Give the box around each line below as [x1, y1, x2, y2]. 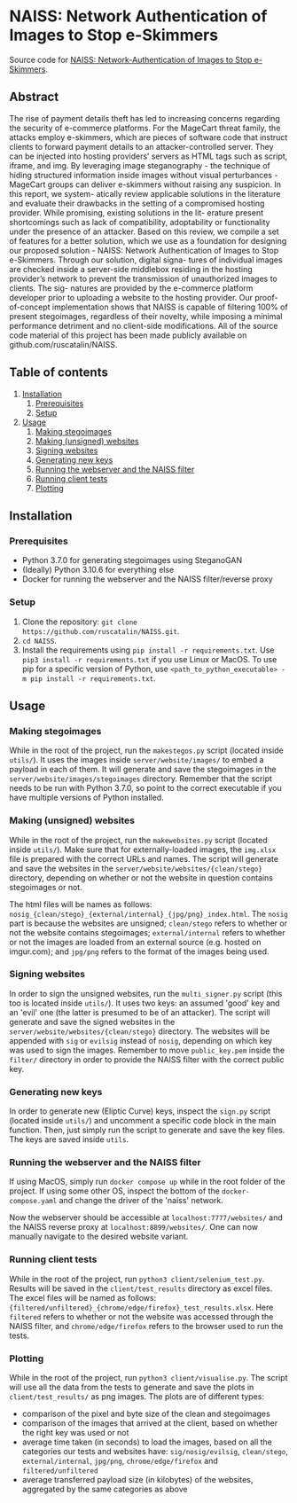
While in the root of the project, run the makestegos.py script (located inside [9, 745, 284, 755]
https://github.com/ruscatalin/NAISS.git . [21, 625, 180, 636]
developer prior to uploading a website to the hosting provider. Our [9, 292, 254, 302]
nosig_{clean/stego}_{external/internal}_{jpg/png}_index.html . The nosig [9, 908, 288, 919]
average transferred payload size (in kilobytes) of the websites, [21, 1475, 254, 1485]
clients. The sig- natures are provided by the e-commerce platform [9, 282, 254, 294]
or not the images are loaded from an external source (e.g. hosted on [9, 936, 262, 947]
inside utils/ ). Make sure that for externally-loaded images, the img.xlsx [9, 844, 277, 855]
